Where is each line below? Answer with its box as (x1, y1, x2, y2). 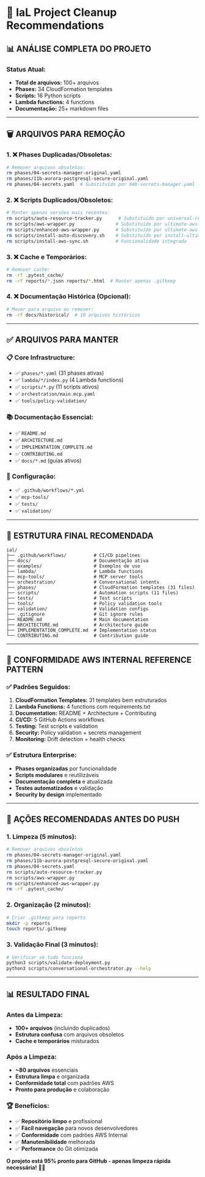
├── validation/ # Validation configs (6, 605, 149, 612)
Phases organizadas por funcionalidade (15, 764, 117, 772)
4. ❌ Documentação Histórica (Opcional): (6, 292, 131, 301)
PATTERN (6, 665, 44, 675)
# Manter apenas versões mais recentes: (6, 210, 111, 216)
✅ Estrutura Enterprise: (6, 751, 77, 759)
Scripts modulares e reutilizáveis (15, 771, 99, 778)
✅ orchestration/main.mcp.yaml (15, 390, 96, 397)
